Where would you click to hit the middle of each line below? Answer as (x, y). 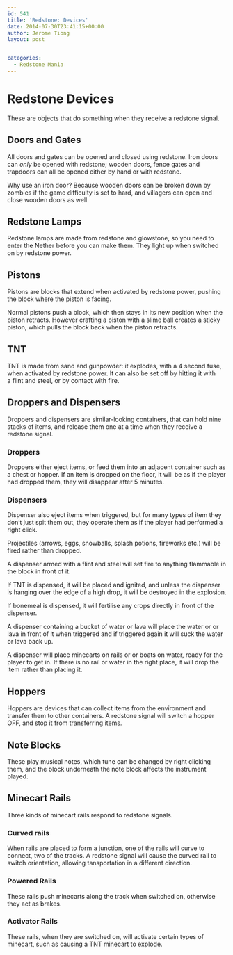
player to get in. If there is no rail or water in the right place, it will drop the (113, 662)
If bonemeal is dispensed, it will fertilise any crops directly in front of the (111, 606)
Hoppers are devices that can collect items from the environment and (107, 708)
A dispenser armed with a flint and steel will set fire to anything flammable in (117, 564)
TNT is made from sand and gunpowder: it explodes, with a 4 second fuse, (114, 366)
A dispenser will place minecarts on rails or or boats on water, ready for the (115, 655)
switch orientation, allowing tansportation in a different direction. (100, 863)
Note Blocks (34, 745)
